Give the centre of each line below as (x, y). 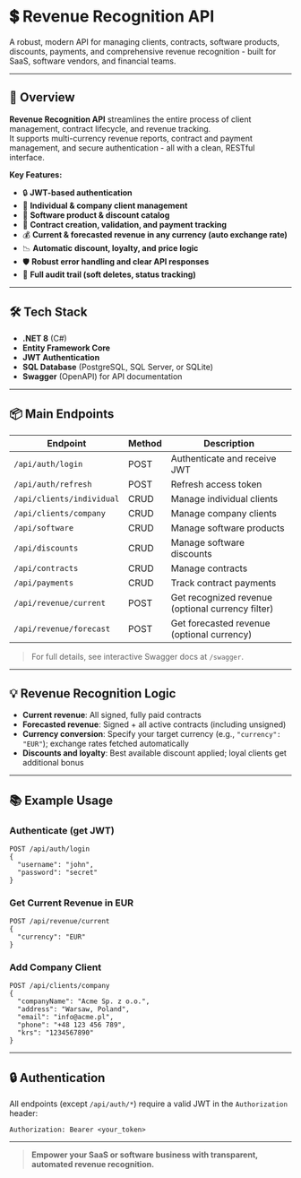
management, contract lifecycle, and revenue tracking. (110, 128)
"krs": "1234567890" (56, 1033)
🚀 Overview (42, 97)
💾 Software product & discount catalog (96, 215)
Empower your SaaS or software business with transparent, (144, 1155)
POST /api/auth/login (50, 849)
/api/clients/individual (67, 499)
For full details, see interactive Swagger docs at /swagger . (138, 657)
